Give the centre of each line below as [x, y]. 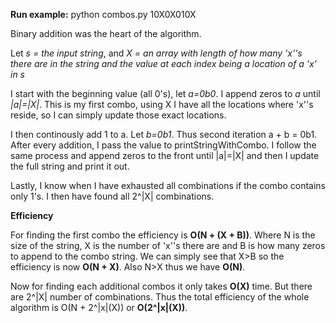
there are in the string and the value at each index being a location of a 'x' [163, 63]
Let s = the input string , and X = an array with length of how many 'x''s [156, 53]
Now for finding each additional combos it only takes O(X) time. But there [161, 286]
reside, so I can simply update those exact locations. [118, 115]
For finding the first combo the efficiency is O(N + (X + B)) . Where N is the [163, 235]
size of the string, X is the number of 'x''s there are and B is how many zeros [168, 245]
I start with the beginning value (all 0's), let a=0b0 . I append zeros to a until [165, 93]
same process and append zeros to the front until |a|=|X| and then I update [165, 155]
